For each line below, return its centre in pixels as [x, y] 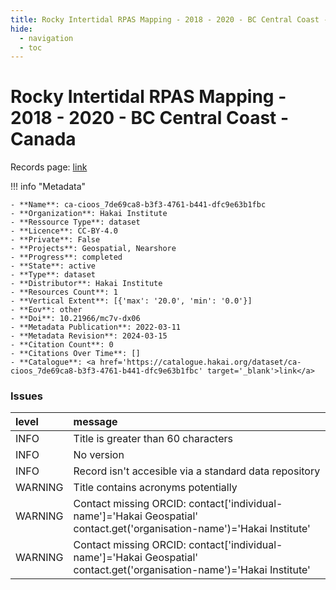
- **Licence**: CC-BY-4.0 [64, 231]
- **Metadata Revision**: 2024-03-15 [89, 336]
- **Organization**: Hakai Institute [89, 214]
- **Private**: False [55, 240]
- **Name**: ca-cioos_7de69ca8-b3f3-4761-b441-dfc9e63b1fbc [138, 205]
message [95, 422]
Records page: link [49, 167]
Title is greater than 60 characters [153, 439]
